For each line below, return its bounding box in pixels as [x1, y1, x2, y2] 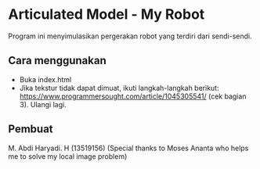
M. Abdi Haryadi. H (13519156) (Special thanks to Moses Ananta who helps [8, 143, 249, 153]
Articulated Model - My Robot [8, 5, 205, 23]
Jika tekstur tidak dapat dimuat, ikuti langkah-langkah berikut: [19, 83, 219, 92]
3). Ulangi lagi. [19, 99, 67, 109]
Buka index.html [19, 74, 72, 84]
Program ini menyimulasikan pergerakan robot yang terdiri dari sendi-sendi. [8, 31, 252, 41]
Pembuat [8, 123, 53, 136]
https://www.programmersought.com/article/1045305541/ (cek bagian [19, 92, 247, 101]
